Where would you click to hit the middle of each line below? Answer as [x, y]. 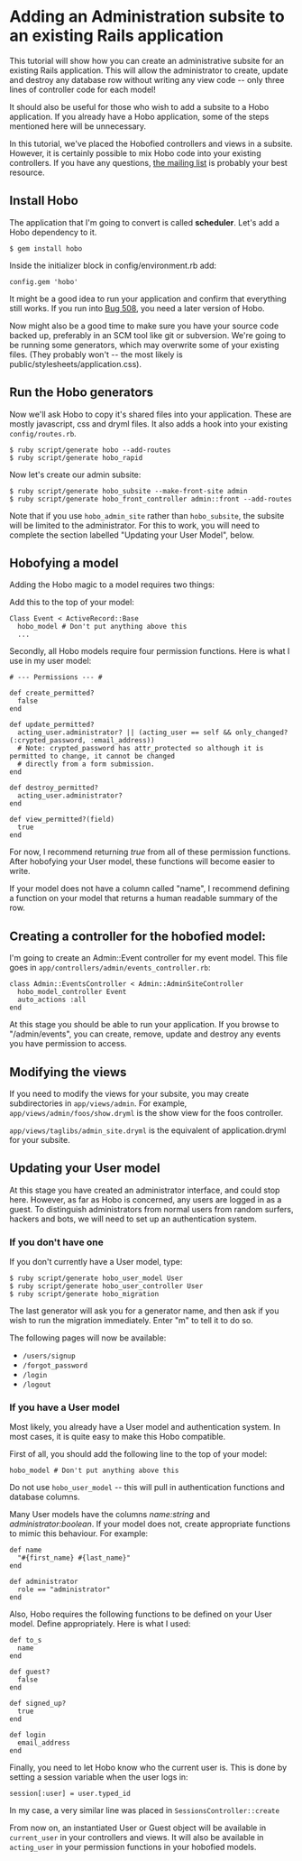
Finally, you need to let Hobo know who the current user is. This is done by [148, 1768]
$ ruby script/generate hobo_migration [84, 1294]
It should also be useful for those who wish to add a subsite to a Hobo [139, 106]
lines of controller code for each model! [82, 89]
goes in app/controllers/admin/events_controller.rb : [110, 968]
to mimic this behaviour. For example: [79, 1534]
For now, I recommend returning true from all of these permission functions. [150, 852]
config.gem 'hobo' [44, 281]
